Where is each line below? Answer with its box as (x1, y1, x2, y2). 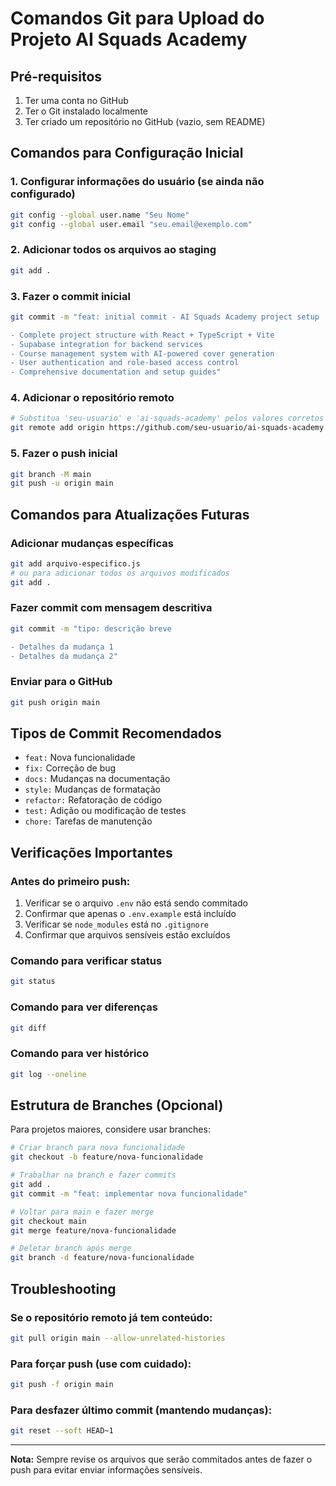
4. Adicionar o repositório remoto (10, 391, 175, 405)
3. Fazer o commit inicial (10, 289, 131, 303)
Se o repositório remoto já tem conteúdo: (10, 1310, 213, 1324)
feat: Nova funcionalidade (24, 752, 136, 764)
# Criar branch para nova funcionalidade (10, 1143, 186, 1153)
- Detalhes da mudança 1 (10, 642, 114, 652)
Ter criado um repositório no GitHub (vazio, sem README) (24, 116, 266, 127)
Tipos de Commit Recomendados (10, 725, 222, 742)
